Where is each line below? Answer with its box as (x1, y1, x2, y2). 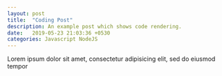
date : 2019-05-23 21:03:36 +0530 (7, 29, 111, 37)
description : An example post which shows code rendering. (7, 23, 182, 30)
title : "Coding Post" (7, 17, 73, 23)
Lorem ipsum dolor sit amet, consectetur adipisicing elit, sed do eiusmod (7, 55, 216, 63)
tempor (7, 62, 29, 70)
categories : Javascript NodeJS (7, 36, 98, 43)
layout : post (7, 10, 45, 17)
